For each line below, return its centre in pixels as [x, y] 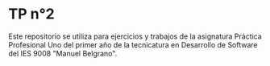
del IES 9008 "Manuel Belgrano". [63, 53]
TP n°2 [31, 14]
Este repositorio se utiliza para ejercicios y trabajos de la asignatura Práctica [135, 36]
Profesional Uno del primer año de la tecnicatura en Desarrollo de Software [133, 44]
